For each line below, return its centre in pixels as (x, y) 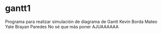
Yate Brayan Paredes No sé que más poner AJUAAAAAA (62, 26)
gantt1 (18, 8)
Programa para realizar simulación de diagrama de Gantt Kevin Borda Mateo (81, 22)
